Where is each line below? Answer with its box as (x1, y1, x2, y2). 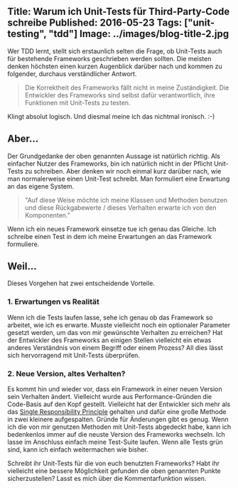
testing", (7, 28, 47, 40)
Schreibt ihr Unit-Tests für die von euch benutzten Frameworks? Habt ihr (7, 459, 220, 468)
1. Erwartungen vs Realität (7, 297, 99, 307)
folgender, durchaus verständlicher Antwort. (7, 69, 137, 78)
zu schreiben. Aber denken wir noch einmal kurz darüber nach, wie (24, 166, 222, 175)
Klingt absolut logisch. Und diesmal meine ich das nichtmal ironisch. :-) (7, 112, 215, 120)
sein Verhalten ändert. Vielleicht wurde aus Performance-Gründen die (7, 393, 212, 401)
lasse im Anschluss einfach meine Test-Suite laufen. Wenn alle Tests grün (7, 437, 224, 447)
